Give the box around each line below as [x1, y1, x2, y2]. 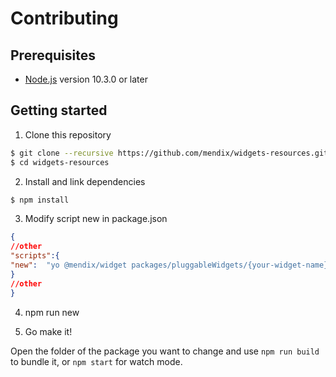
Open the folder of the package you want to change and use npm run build [10, 345, 320, 357]
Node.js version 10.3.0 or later [24, 73, 148, 85]
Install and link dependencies [24, 175, 146, 187]
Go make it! [24, 325, 73, 337]
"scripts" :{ [10, 251, 60, 261]
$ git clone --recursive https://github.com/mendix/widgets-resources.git [10, 148, 329, 158]
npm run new [24, 306, 80, 318]
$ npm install [10, 195, 70, 205]
